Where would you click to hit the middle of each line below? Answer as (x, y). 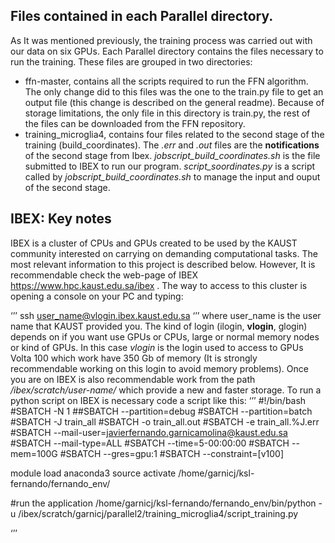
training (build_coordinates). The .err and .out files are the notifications (172, 145)
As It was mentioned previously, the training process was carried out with (161, 40)
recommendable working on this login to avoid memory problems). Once (159, 368)
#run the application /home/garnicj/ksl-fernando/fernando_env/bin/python (163, 503)
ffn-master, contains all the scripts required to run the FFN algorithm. (166, 81)
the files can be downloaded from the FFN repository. (135, 123)
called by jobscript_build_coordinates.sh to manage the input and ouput (172, 176)
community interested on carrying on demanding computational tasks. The (164, 253)
